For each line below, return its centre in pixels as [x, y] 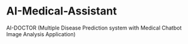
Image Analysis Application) [41, 34]
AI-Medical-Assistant [62, 11]
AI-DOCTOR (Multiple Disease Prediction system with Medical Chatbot [94, 28]
